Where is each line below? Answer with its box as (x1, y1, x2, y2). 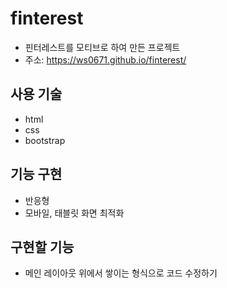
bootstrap (24, 134, 66, 146)
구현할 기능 (10, 238, 75, 256)
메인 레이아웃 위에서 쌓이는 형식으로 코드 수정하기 (24, 267, 218, 279)
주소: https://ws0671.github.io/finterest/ (24, 53, 187, 66)
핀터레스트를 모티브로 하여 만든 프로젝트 (24, 41, 181, 53)
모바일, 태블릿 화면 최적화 (24, 207, 125, 219)
